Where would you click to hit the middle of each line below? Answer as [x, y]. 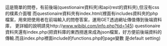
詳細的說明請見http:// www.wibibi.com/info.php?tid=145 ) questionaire [90, 26]
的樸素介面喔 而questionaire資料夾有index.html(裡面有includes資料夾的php [82, 13]
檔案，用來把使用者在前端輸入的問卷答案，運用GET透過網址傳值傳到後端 [79, 20]
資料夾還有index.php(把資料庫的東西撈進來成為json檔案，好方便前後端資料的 [83, 32]
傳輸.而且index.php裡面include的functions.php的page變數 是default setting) [83, 38]
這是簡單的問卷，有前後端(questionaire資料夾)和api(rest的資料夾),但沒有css [82, 7]
